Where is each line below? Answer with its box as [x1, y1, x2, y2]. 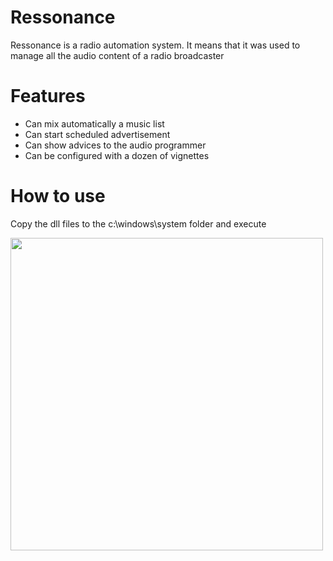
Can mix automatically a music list [24, 117, 165, 130]
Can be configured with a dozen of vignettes [24, 149, 210, 161]
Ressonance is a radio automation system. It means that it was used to [10, 39, 301, 51]
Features [10, 85, 86, 108]
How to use [10, 185, 106, 208]
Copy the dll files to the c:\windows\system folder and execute [10, 217, 267, 230]
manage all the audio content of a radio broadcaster [10, 49, 225, 61]
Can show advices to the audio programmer [24, 139, 207, 151]
